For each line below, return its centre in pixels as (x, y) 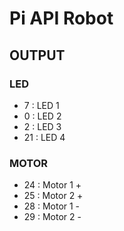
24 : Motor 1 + (52, 185)
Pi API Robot (61, 18)
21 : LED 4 (44, 137)
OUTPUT (37, 55)
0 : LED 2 (42, 116)
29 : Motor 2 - (52, 217)
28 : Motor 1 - (52, 206)
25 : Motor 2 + (53, 196)
